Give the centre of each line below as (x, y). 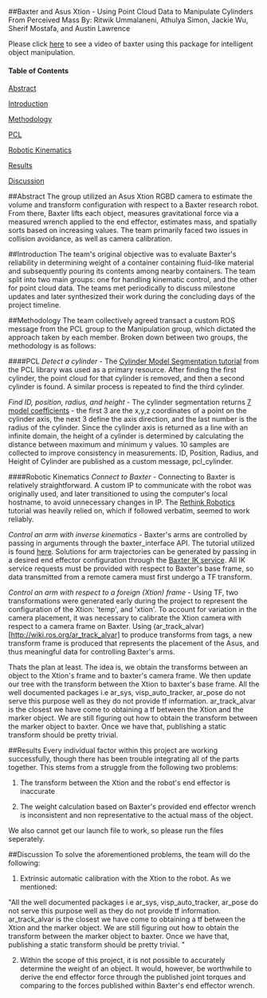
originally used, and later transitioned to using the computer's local (118, 494)
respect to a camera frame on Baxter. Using (80, 627)
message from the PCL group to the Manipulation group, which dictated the (132, 329)
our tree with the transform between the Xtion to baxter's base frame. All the (134, 684)
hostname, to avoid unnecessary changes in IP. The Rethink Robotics (122, 502)
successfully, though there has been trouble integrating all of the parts (124, 759)
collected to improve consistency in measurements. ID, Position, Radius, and (133, 453)
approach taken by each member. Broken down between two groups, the (128, 337)
